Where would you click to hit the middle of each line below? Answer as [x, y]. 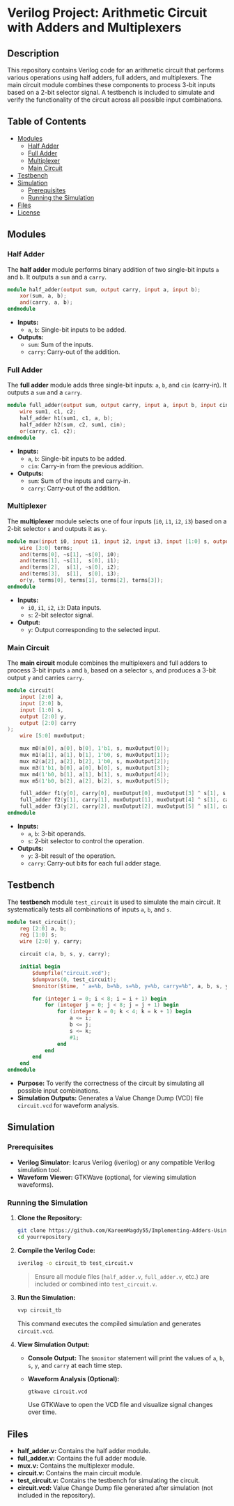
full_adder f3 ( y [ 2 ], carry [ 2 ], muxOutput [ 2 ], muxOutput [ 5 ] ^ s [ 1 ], [120, 806]
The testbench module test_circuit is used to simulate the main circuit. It [114, 902]
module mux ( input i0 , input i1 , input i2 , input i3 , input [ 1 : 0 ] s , [109, 541]
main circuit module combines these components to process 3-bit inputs [111, 85]
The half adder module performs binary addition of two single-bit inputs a [113, 269]
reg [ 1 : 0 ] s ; [39, 935]
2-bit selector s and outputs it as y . [57, 528]
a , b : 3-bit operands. [56, 833]
